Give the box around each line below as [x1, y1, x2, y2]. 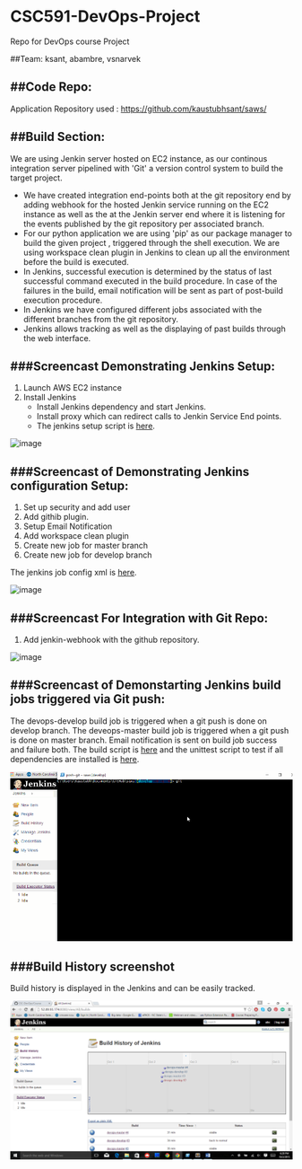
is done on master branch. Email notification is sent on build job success [10, 734, 277, 745]
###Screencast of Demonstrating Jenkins [10, 464, 250, 479]
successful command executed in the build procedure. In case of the [22, 276, 278, 286]
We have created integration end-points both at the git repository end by [22, 189, 292, 200]
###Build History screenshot [10, 959, 176, 974]
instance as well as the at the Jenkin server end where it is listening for [22, 208, 286, 219]
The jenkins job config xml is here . [10, 567, 137, 578]
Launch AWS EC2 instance [22, 382, 123, 393]
